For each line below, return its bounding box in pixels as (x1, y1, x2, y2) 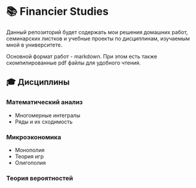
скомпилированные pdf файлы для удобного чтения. (6, 59, 141, 66)
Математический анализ (6, 98, 83, 106)
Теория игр (14, 153, 44, 160)
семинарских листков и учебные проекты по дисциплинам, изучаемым (6, 35, 190, 42)
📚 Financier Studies (6, 5, 109, 19)
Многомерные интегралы (14, 112, 81, 119)
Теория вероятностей (6, 174, 73, 182)
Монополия (14, 146, 45, 153)
